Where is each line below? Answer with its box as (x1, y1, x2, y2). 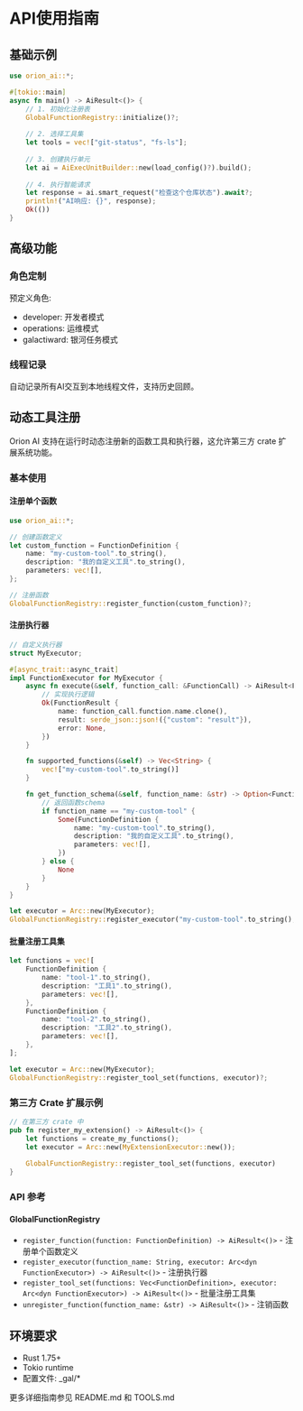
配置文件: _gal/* (22, 1372, 81, 1383)
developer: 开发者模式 (22, 311, 105, 322)
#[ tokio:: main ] (9, 88, 67, 97)
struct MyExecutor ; (9, 649, 83, 658)
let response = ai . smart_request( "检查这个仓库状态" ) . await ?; (25, 189, 253, 198)
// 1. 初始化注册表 (25, 105, 90, 114)
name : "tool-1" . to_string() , (41, 973, 151, 982)
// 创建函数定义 (9, 532, 62, 541)
